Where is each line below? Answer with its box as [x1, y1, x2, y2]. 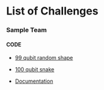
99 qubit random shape [14, 54, 73, 62]
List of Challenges [6, 4, 99, 18]
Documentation [14, 77, 54, 85]
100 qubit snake [14, 66, 55, 73]
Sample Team [6, 26, 47, 34]
